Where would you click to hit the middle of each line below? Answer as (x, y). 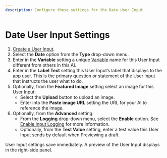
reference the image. (42, 108)
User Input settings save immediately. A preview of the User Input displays (82, 144)
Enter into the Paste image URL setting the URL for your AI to (83, 102)
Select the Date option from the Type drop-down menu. (71, 54)
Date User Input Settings (58, 35)
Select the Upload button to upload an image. (67, 97)
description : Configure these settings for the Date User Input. (75, 10)
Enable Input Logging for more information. (65, 124)
